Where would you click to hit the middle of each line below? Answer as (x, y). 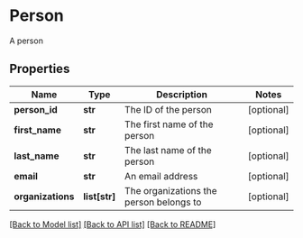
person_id (36, 109)
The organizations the (171, 190)
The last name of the (168, 150)
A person (26, 41)
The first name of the (169, 124)
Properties (40, 69)
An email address (161, 176)
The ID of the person (168, 109)
